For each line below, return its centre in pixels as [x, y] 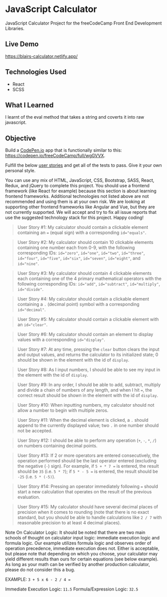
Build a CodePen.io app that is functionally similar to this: [64, 150]
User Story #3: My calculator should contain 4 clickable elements [84, 273]
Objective [21, 138]
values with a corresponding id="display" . [61, 340]
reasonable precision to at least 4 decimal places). [69, 523]
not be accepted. [35, 431]
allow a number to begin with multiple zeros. [63, 410]
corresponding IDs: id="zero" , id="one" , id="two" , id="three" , [81, 253]
